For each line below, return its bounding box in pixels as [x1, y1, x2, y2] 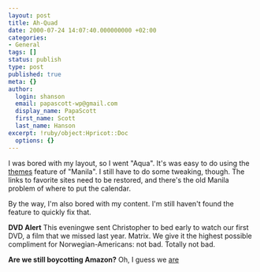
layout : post [8, 11, 51, 20]
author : [8, 85, 34, 93]
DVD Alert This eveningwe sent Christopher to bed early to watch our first [8, 222, 250, 232]
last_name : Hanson [15, 122, 76, 130]
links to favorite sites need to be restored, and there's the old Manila [8, 175, 230, 184]
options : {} [15, 136, 55, 145]
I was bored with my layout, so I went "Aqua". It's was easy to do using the [8, 158, 250, 168]
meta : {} [8, 77, 37, 85]
